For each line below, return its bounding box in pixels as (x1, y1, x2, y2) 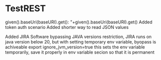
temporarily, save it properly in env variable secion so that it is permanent (5, 49, 155, 55)
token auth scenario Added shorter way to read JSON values (5, 24, 129, 30)
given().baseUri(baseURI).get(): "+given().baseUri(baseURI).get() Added (5, 19, 153, 25)
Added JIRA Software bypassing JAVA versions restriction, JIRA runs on (5, 34, 152, 40)
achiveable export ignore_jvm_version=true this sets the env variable (5, 44, 145, 50)
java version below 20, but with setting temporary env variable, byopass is (5, 39, 157, 44)
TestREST (5, 3, 46, 14)
